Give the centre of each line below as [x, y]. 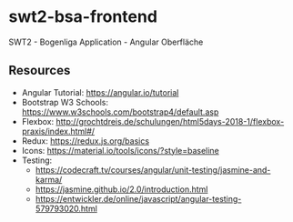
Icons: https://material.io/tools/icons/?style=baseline [120, 150]
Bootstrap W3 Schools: [65, 102]
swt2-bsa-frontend [83, 17]
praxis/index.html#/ [58, 131]
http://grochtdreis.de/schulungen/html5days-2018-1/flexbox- [170, 121]
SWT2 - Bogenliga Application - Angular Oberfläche [106, 42]
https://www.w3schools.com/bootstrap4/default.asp [120, 112]
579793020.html [66, 208]
